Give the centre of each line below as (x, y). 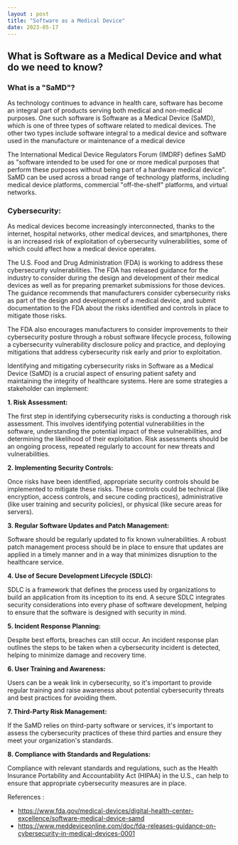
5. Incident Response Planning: (54, 626)
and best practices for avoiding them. (62, 698)
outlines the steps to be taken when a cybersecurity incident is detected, (114, 648)
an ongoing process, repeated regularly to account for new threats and (111, 446)
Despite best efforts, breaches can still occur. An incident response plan (113, 640)
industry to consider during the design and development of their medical (113, 278)
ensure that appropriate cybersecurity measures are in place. (97, 783)
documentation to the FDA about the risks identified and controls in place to (118, 308)
